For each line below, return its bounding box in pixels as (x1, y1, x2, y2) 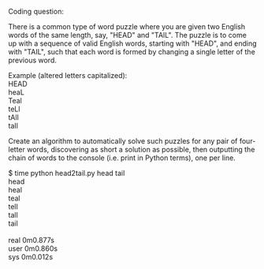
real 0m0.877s (8, 236, 55, 245)
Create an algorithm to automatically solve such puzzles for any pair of (8, 136, 238, 145)
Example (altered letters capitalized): (8, 71, 128, 80)
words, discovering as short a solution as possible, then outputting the (26, 145, 255, 154)
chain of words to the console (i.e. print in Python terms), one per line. (8, 153, 236, 163)
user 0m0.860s (8, 244, 58, 253)
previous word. (8, 55, 57, 65)
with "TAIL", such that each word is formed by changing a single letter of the (8, 47, 256, 56)
